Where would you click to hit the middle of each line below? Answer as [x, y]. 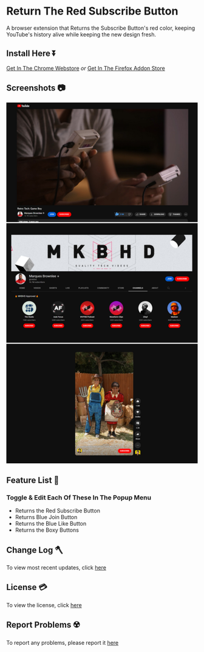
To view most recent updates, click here [56, 568]
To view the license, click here [44, 605]
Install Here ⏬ [31, 54]
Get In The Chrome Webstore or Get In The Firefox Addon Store [86, 68]
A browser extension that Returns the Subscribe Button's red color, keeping [101, 28]
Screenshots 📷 [36, 88]
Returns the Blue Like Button [51, 524]
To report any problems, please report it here [63, 642]
